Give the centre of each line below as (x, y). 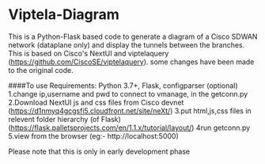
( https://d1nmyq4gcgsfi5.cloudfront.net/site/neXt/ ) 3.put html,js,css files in (130, 111)
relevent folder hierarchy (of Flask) (64, 119)
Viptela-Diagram (64, 15)
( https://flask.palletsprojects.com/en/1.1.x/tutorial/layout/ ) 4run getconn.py (129, 128)
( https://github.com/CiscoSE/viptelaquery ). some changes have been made (131, 62)
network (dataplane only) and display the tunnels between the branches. (127, 44)
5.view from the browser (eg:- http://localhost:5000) (94, 135)
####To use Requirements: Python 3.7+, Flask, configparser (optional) (123, 86)
